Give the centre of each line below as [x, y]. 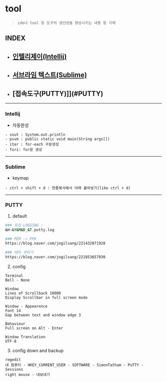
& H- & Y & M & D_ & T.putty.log [30, 230]
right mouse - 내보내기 [28, 375]
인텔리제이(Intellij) [40, 56]
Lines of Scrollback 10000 [33, 293]
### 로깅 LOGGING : [24, 225]
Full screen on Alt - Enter [34, 328]
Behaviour [15, 324]
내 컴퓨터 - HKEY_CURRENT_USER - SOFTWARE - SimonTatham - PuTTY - [74, 365]
